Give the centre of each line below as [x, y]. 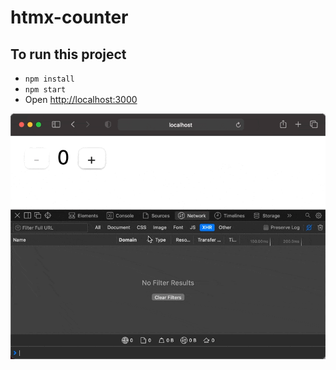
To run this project [68, 54]
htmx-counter [69, 17]
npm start [45, 90]
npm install [49, 79]
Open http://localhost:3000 [81, 99]
